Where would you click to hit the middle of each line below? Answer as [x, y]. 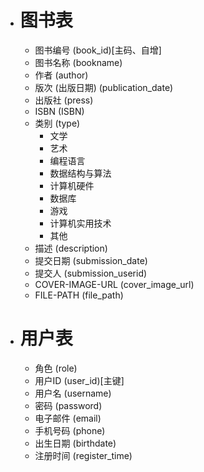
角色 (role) [56, 368]
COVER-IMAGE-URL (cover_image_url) [114, 284]
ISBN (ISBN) [59, 111]
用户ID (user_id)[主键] [79, 380]
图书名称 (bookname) [78, 62]
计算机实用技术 [80, 223]
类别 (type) [57, 123]
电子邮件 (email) [68, 418]
